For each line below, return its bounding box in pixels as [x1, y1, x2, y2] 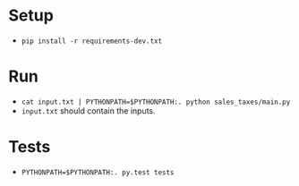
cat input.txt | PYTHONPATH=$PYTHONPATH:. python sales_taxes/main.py [21, 97, 291, 106]
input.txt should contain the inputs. [21, 105, 156, 116]
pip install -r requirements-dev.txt [21, 37, 163, 46]
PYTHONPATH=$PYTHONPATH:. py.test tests [21, 167, 175, 177]
